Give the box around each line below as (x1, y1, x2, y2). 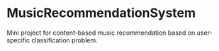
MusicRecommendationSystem (6, 5, 196, 21)
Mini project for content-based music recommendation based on (6, 28, 196, 37)
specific (6, 35, 30, 44)
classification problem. (31, 35, 99, 44)
